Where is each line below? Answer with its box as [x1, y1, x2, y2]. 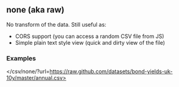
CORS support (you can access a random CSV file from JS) [15, 33, 164, 40]
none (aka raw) [6, 5, 65, 15]
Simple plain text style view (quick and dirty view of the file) [15, 39, 166, 46]
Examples [6, 54, 37, 62]
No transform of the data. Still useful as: [6, 21, 107, 28]
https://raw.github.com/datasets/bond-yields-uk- [49, 68, 173, 75]
